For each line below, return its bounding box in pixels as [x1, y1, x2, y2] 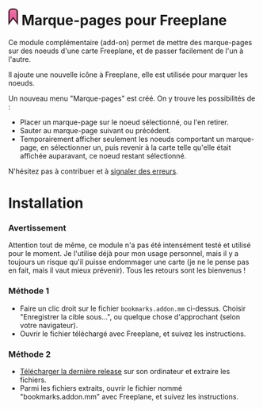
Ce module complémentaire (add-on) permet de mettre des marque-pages [8, 37, 253, 47]
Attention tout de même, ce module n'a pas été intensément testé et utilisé [8, 240, 251, 250]
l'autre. [8, 54, 32, 63]
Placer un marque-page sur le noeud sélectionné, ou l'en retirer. [19, 117, 230, 127]
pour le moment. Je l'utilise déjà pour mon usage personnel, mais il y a [8, 249, 239, 258]
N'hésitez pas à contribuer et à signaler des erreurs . [8, 166, 178, 176]
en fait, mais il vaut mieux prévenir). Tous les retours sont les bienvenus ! [8, 266, 246, 275]
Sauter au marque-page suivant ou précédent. [19, 125, 172, 135]
